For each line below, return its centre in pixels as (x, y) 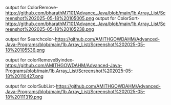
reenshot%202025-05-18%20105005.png (50, 18)
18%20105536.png (25, 50)
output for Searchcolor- (30, 39)
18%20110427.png (24, 76)
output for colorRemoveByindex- (40, 60)
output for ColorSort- (117, 18)
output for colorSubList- (31, 86)
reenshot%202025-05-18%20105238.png (50, 29)
